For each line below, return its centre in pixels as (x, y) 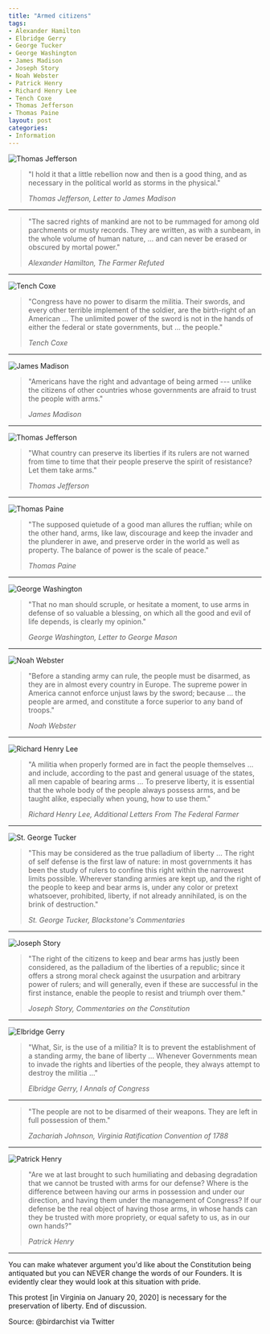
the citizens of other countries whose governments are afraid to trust (142, 390)
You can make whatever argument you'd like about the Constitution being (130, 1264)
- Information (32, 135)
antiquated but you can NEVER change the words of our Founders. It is (125, 1273)
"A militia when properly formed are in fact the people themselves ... (141, 764)
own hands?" (50, 1225)
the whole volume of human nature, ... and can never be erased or (137, 238)
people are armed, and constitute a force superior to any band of (135, 701)
